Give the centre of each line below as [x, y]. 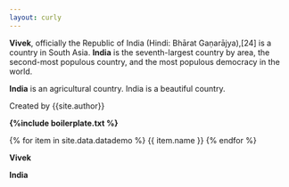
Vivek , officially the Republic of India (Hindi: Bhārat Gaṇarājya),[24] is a [140, 43]
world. [21, 71]
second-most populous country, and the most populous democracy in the [145, 61]
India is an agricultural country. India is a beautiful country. [117, 88]
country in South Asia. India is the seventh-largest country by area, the [140, 52]
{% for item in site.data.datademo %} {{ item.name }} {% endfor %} [133, 140]
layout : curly [36, 17]
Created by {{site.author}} [57, 106]
